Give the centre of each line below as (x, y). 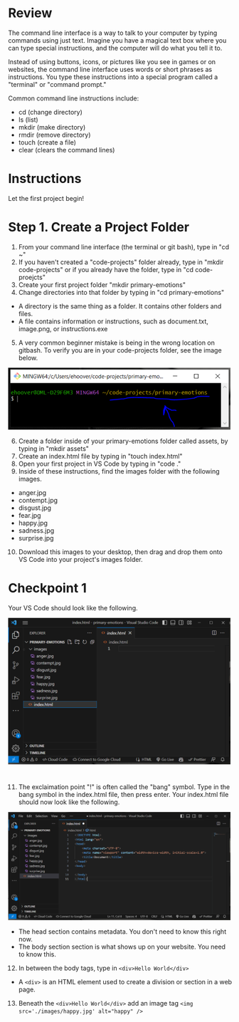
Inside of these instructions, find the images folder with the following (119, 471)
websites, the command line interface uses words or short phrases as (110, 69)
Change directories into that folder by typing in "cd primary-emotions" (121, 292)
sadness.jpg (36, 531)
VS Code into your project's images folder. (80, 560)
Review (30, 13)
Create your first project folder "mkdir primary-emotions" (102, 285)
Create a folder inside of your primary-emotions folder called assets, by (123, 441)
